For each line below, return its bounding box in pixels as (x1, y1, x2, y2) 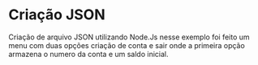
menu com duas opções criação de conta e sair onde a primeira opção (8, 40, 245, 50)
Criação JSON (8, 6, 105, 24)
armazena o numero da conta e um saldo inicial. (8, 49, 169, 59)
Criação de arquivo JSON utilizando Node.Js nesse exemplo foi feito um (8, 32, 250, 42)
